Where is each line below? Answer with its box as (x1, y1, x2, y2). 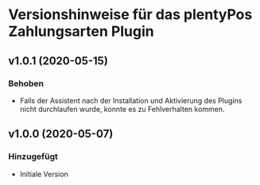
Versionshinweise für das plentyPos (8, 6, 253, 24)
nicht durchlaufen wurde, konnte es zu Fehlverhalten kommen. (19, 104, 225, 114)
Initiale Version (19, 169, 69, 179)
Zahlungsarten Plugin (8, 22, 154, 40)
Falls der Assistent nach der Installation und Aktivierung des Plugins (19, 95, 243, 105)
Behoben (8, 78, 45, 89)
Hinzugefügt (8, 151, 58, 162)
